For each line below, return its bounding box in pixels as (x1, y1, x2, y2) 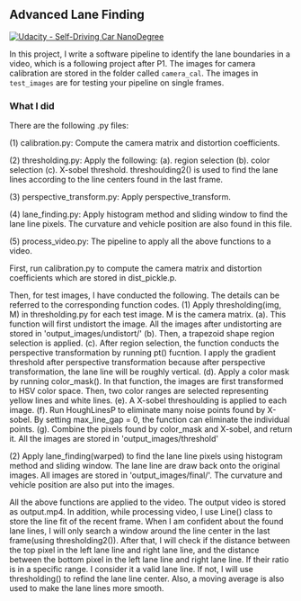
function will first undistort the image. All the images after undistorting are (9, 318, 282, 329)
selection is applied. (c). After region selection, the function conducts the (9, 337, 279, 349)
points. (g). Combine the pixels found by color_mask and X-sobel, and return (9, 424, 293, 435)
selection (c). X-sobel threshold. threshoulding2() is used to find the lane (9, 165, 279, 175)
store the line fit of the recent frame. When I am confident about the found (9, 516, 284, 527)
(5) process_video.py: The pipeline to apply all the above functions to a (9, 236, 271, 247)
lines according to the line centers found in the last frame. (9, 175, 223, 185)
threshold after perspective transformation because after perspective (9, 357, 266, 368)
